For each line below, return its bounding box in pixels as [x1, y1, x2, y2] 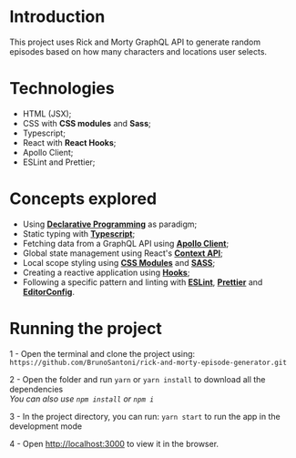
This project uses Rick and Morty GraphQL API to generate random [9, 36, 261, 47]
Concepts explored [9, 188, 158, 209]
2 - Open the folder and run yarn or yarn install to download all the [9, 373, 266, 384]
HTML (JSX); [22, 107, 72, 119]
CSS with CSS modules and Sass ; [22, 117, 152, 128]
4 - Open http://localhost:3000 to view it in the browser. [9, 438, 219, 449]
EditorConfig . [22, 286, 76, 297]
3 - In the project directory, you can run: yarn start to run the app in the [9, 411, 281, 422]
